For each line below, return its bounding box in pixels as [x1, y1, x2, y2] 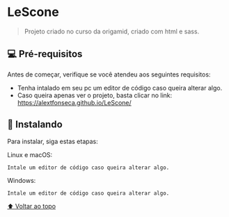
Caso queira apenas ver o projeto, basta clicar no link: [17, 91, 173, 99]
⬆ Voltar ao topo [7, 202, 56, 210]
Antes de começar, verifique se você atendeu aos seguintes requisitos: [7, 70, 211, 79]
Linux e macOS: [7, 150, 53, 159]
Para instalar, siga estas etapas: [7, 137, 99, 145]
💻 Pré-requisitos [7, 48, 83, 60]
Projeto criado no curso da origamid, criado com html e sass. [24, 27, 200, 35]
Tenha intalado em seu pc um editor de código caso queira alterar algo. [17, 83, 223, 92]
